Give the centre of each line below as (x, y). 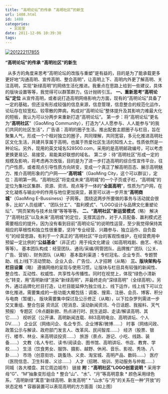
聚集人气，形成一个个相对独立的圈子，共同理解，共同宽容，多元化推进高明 (82, 135)
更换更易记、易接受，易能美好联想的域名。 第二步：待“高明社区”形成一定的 (82, 154)
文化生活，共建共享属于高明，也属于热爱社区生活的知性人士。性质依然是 (84, 142)
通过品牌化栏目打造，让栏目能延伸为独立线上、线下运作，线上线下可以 (86, 286)
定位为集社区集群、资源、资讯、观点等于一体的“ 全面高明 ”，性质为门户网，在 (84, 185)
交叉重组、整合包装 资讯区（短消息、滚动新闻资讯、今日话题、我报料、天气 (82, 305)
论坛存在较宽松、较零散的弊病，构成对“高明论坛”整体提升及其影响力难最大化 (84, 110)
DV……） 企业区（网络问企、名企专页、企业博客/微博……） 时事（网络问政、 (83, 323)
